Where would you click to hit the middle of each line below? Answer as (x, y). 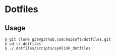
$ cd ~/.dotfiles (23, 44)
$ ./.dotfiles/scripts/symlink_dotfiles (48, 48)
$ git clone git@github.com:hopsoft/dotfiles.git (58, 39)
